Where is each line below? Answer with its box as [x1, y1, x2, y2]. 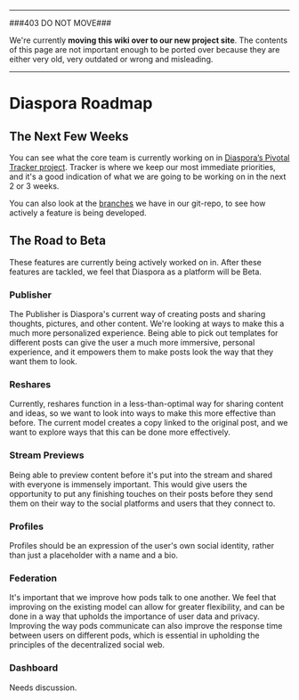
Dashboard [9, 662, 59, 674]
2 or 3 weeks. [9, 181, 60, 191]
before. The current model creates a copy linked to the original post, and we [9, 418, 288, 428]
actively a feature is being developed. [9, 208, 147, 218]
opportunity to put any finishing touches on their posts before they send [9, 488, 273, 499]
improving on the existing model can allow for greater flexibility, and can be [9, 602, 285, 613]
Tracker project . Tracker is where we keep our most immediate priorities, [9, 162, 276, 172]
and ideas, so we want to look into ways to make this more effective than [9, 408, 276, 419]
